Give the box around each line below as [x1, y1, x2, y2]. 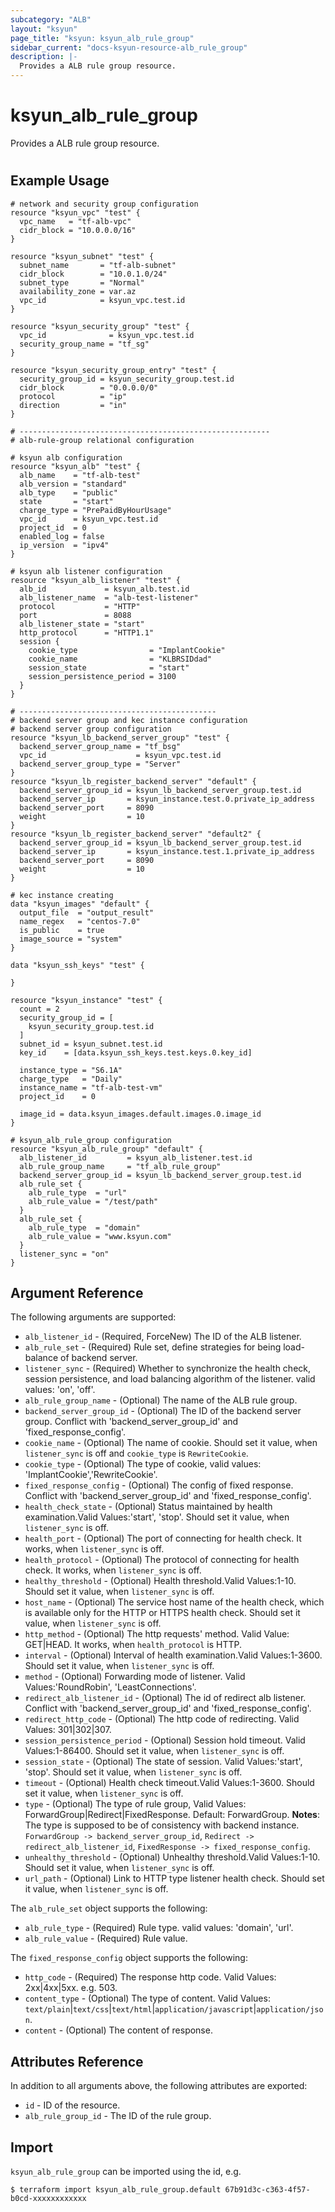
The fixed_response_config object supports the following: [10, 1952, 248, 1964]
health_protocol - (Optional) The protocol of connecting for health [24, 1554, 300, 1566]
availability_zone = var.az [19, 286, 137, 296]
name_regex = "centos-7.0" [19, 916, 141, 926]
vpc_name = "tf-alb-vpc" [19, 216, 132, 226]
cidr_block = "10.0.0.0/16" [19, 225, 137, 235]
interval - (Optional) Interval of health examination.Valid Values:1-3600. [24, 1649, 323, 1661]
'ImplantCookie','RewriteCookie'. [24, 1469, 158, 1481]
